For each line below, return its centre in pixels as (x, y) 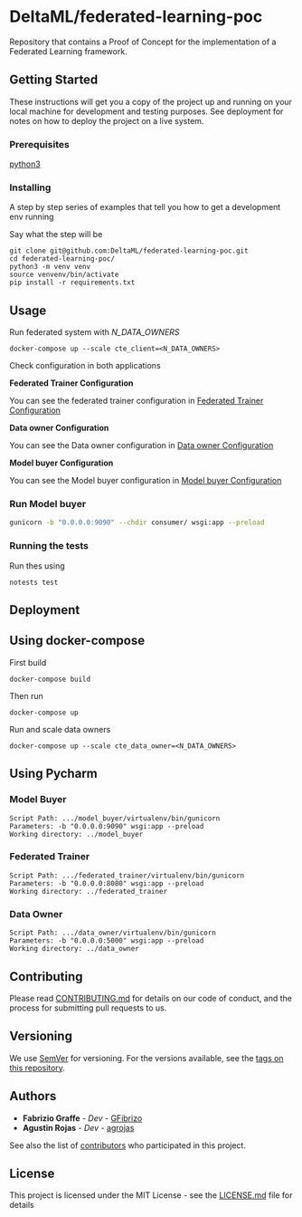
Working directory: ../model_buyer (76, 834)
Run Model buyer (48, 504)
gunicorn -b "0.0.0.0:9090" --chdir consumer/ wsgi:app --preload (137, 522)
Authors (33, 1096)
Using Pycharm (53, 774)
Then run (26, 695)
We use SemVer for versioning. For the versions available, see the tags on (146, 1058)
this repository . (38, 1068)
